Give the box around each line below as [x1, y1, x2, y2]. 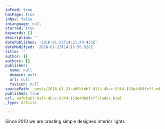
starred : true [5, 26, 35, 31]
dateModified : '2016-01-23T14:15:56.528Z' [5, 44, 95, 49]
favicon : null [10, 81, 39, 86]
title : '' [5, 49, 26, 54]
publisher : [5, 63, 28, 68]
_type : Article [5, 100, 37, 105]
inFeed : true [5, 7, 33, 12]
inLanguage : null [5, 21, 42, 26]
